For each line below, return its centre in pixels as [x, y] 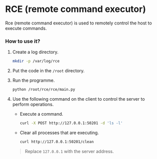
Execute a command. [41, 114]
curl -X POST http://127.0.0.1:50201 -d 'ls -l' [71, 123]
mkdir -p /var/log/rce [36, 61]
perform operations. [33, 104]
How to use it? [23, 41]
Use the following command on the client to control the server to [78, 99]
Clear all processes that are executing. [59, 133]
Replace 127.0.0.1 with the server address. [69, 151]
